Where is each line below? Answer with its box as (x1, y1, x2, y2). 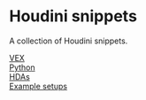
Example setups (9, 81, 68, 91)
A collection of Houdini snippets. (9, 35, 128, 46)
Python (9, 62, 35, 73)
